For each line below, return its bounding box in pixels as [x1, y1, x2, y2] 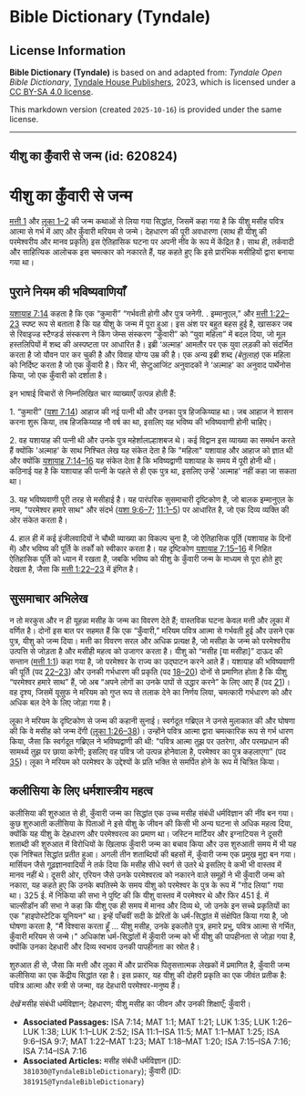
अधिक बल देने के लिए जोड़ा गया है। [9, 696, 112, 708]
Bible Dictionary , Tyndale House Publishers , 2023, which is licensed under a [9, 77, 296, 88]
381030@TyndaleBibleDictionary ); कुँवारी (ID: [22, 1065, 182, 1076]
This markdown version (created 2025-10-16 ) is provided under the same [9, 104, 282, 115]
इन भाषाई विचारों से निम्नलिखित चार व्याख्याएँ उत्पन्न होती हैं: [9, 388, 177, 399]
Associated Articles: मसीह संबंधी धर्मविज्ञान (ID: [22, 1055, 182, 1066]
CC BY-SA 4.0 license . [9, 87, 94, 97]
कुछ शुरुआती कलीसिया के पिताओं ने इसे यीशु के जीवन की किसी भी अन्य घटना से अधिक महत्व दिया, [9, 818, 293, 829]
